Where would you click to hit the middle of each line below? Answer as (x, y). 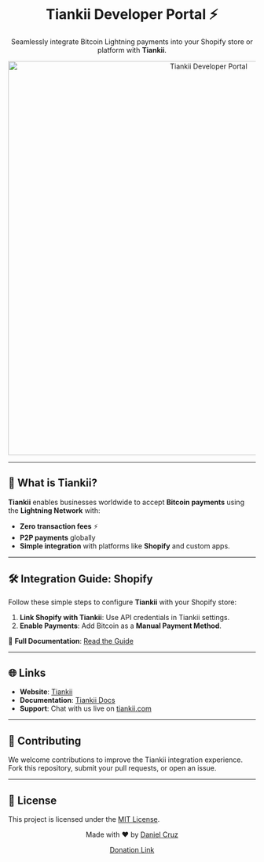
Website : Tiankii (46, 692)
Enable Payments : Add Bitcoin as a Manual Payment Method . (121, 626)
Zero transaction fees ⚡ (59, 526)
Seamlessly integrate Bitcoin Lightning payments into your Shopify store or (132, 41)
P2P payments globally (57, 537)
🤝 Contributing (45, 741)
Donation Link (132, 850)
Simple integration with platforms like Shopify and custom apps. (125, 546)
